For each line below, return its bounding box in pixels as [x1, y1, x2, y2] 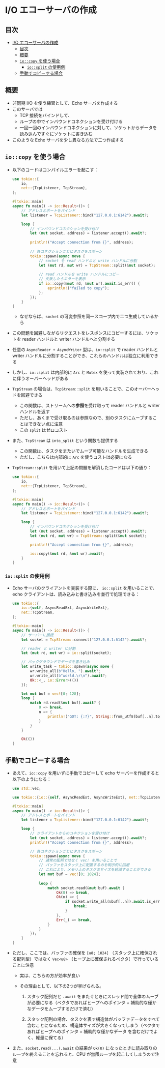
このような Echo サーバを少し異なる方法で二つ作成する [12, 137, 124, 143]
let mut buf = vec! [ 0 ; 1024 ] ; [38, 872, 101, 877]
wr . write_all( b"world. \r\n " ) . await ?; [30, 673, 107, 678]
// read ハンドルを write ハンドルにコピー [38, 272, 119, 277]
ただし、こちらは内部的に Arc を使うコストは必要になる [19, 454, 132, 460]
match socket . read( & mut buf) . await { [47, 886, 125, 890]
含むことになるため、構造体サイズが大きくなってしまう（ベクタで [27, 1022, 160, 1028]
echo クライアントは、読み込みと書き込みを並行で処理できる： [12, 591, 140, 597]
